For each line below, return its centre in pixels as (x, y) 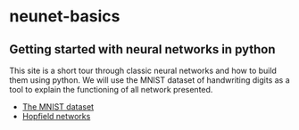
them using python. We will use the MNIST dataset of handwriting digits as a (149, 80)
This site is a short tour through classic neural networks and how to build (143, 70)
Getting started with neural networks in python (142, 49)
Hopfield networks (56, 116)
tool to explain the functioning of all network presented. (111, 89)
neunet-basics (65, 16)
